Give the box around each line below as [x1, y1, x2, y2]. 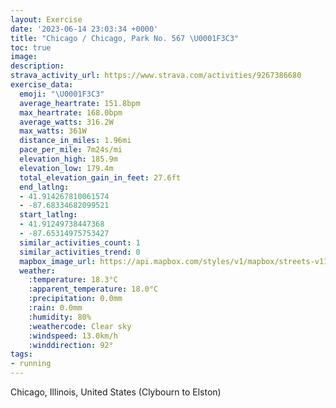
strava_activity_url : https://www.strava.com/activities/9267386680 [10, 71, 302, 81]
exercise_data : [10, 80, 74, 90]
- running [10, 359, 52, 369]
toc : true [10, 42, 52, 53]
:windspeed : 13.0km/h [28, 331, 118, 341]
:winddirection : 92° [28, 340, 114, 350]
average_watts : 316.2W [19, 117, 114, 127]
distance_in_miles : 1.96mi [19, 136, 132, 146]
